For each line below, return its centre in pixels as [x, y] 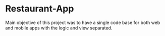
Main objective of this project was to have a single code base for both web [83, 22]
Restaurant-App [40, 9]
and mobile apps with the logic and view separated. [59, 27]
